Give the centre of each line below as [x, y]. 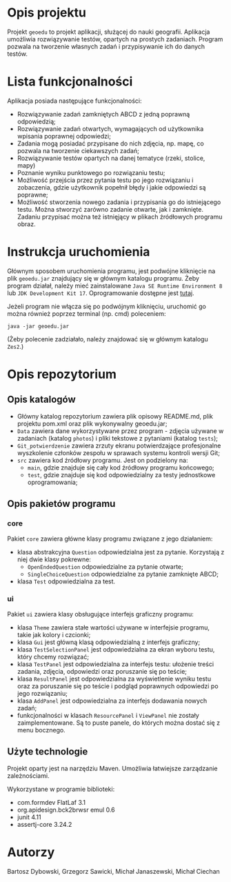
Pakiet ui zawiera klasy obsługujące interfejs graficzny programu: [101, 614]
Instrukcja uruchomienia [79, 252]
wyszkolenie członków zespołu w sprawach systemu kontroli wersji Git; [119, 452]
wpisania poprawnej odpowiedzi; [64, 136]
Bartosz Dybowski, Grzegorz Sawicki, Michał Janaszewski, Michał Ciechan [114, 871]
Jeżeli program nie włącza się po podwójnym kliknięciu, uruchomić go [107, 306]
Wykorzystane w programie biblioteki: [61, 789]
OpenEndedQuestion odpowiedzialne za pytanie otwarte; [106, 566]
